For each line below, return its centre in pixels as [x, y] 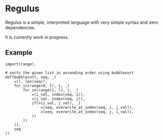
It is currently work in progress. [37, 37]
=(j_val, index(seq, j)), [58, 99]
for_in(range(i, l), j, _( [51, 90]
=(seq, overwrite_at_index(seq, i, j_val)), [87, 107]
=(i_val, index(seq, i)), [58, 94]
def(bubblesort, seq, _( [31, 77]
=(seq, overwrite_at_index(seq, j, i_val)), [87, 112]
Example [19, 53]
